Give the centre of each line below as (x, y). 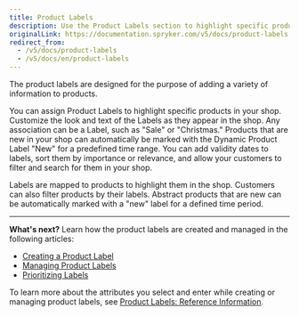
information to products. (53, 93)
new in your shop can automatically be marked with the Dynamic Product (143, 139)
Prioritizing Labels (55, 275)
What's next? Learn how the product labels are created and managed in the (149, 229)
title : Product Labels (51, 17)
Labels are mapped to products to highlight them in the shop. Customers (142, 185)
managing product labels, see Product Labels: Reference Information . (137, 302)
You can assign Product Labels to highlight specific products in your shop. (145, 111)
